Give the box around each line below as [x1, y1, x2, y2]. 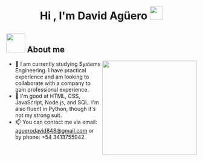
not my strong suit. [14, 112, 62, 119]
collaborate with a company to [14, 80, 91, 87]
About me [27, 44, 65, 54]
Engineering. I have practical [14, 67, 86, 74]
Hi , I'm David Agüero [39, 9, 148, 23]
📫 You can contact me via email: [14, 118, 98, 125]
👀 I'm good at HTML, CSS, [14, 92, 80, 99]
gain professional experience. [14, 86, 89, 93]
